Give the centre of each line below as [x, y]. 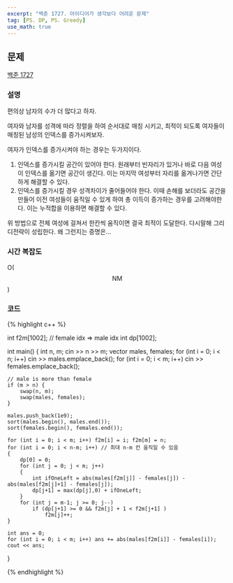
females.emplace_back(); [44, 366]
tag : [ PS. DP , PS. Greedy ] [46, 20]
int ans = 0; [26, 533]
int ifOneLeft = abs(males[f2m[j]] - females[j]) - [109, 478]
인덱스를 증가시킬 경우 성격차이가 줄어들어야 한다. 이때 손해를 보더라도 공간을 [122, 191]
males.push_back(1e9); [40, 416]
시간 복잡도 [25, 252]
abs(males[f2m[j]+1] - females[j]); [60, 484]
